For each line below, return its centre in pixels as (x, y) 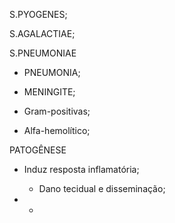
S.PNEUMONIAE (43, 53)
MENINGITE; (49, 92)
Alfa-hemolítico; (57, 130)
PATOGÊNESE (38, 150)
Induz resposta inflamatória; (81, 169)
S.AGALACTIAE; (42, 33)
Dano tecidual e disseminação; (102, 188)
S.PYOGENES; (38, 14)
